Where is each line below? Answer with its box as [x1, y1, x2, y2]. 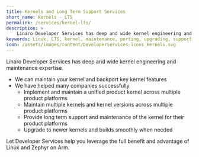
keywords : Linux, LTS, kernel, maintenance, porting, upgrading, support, [6, 36, 195, 42]
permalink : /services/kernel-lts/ [6, 20, 92, 25]
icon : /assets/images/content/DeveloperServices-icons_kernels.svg [6, 42, 176, 48]
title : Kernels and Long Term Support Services [6, 8, 126, 15]
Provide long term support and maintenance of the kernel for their [23, 113, 185, 120]
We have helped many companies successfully [14, 82, 130, 89]
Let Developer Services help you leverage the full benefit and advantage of [6, 137, 190, 145]
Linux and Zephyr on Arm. [6, 143, 70, 151]
